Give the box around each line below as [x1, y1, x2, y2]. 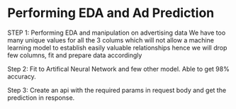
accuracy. [7, 72, 37, 81]
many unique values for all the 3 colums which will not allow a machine [7, 35, 215, 44]
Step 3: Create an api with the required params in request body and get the [7, 86, 227, 94]
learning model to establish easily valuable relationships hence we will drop [7, 43, 227, 52]
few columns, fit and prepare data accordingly [7, 51, 142, 59]
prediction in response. [7, 93, 75, 102]
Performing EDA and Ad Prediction [7, 5, 215, 21]
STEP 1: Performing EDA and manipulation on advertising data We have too [7, 28, 226, 37]
